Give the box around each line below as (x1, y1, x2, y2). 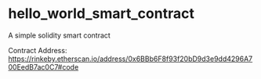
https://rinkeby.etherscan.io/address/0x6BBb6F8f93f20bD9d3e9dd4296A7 (8, 54, 253, 63)
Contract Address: (8, 45, 67, 55)
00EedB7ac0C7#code (8, 62, 79, 71)
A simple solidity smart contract (8, 31, 111, 40)
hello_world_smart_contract (8, 5, 194, 23)
